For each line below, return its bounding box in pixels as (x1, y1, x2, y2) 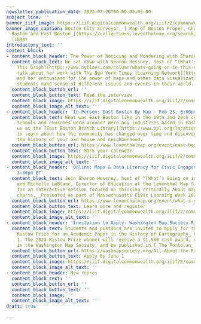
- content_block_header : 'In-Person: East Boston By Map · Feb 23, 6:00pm (6, 109, 197, 115)
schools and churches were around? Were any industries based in (17, 120, 184, 126)
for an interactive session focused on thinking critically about (17, 187, 186, 192)
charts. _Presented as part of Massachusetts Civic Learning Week (17, 192, 186, 198)
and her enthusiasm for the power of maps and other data (17, 75, 165, 81)
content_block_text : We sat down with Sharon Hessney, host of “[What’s (11, 59, 197, 65)
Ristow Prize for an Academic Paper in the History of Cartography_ (17, 231, 191, 237)
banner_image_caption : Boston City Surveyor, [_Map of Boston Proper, (6, 25, 186, 32)
